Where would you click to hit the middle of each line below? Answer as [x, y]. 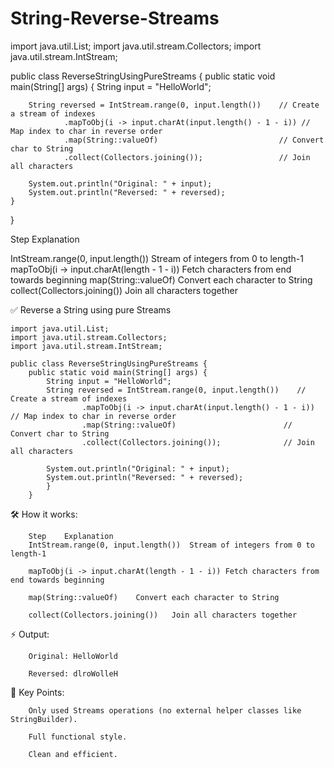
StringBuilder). [44, 719]
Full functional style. [78, 737]
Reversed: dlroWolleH [73, 673]
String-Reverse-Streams [115, 18]
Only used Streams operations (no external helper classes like [165, 710]
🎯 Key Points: [37, 692]
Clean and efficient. [73, 754]
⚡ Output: [30, 634]
